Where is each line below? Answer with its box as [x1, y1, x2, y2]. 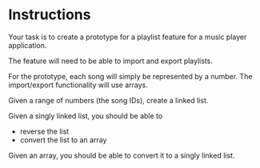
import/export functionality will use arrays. [8, 80, 148, 90]
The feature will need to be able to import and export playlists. [8, 56, 214, 66]
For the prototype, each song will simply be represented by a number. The [8, 71, 253, 81]
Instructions [8, 6, 91, 24]
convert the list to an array [19, 134, 107, 145]
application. [8, 40, 47, 50]
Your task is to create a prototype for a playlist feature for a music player [8, 32, 247, 42]
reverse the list [19, 126, 70, 136]
